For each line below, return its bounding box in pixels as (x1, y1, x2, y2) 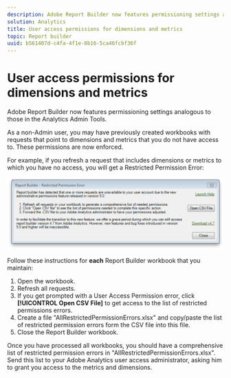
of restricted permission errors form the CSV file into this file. (16, 321, 190, 329)
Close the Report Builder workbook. (16, 328, 119, 336)
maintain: (7, 264, 33, 272)
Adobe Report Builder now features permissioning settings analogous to (7, 108, 211, 116)
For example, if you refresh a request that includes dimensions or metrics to (7, 156, 222, 165)
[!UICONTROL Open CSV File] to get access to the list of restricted (16, 299, 208, 307)
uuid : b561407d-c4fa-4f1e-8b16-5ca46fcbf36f (7, 40, 137, 47)
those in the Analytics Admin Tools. (7, 115, 107, 123)
